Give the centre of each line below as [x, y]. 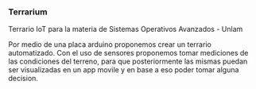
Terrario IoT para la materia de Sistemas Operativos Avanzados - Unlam [126, 29]
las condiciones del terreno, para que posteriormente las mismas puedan [128, 61]
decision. [23, 79]
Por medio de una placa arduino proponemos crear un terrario [110, 44]
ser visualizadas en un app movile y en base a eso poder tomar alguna [124, 70]
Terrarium [28, 12]
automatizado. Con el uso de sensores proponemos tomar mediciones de [128, 53]
